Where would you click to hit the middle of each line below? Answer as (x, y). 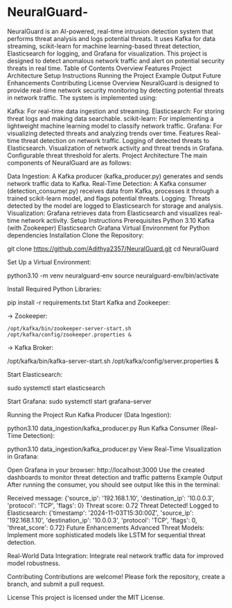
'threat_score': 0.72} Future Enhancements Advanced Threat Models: (106, 527)
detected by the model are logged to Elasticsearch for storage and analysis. (115, 205)
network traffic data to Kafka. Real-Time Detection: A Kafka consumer (107, 183)
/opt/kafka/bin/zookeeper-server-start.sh (69, 328)
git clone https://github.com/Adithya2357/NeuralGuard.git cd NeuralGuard (113, 248)
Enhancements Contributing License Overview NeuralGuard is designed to (113, 83)
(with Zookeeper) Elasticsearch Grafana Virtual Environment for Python (108, 228)
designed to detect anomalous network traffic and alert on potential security (116, 60)
